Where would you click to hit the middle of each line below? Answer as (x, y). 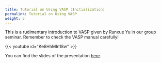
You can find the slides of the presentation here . (53, 56)
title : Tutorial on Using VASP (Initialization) (55, 9)
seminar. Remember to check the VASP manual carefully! (62, 37)
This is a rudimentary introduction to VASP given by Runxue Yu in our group (80, 32)
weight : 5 (15, 18)
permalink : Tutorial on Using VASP (41, 14)
